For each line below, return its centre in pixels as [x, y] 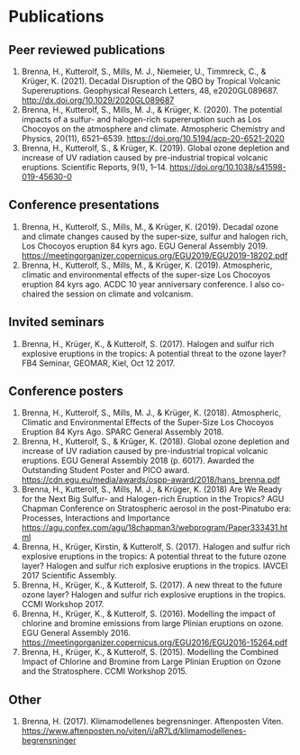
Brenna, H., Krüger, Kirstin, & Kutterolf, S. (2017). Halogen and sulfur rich [156, 547]
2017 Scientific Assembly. [69, 576]
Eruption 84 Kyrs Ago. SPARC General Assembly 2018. [123, 432]
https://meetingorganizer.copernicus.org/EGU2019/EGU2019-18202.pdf [155, 255]
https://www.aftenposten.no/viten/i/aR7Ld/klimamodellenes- [134, 731]
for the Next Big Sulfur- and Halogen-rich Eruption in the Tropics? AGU [153, 499]
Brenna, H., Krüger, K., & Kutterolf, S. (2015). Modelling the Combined [150, 652]
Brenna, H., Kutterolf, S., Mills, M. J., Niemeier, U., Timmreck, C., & [144, 71]
